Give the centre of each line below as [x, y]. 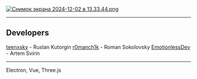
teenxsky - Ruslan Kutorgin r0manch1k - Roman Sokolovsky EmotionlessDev [98, 47]
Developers [28, 33]
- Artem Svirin [23, 53]
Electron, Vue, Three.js [34, 70]
